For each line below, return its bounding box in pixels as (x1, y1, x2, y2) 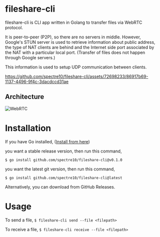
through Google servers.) (5, 54, 56, 60)
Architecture (5, 93, 45, 101)
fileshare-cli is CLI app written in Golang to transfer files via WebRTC (5, 19, 143, 25)
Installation (5, 122, 51, 134)
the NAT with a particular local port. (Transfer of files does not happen (5, 50, 145, 55)
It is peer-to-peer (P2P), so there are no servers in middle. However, (5, 34, 141, 40)
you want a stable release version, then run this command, (5, 148, 122, 154)
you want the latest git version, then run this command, (5, 166, 115, 172)
